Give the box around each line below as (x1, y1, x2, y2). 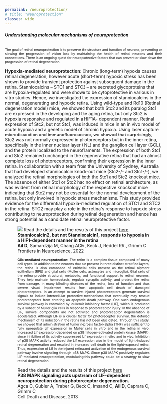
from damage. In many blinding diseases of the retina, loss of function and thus (17, 281, 150, 286)
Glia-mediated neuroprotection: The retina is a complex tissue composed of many (17, 257, 150, 262)
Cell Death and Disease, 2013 (17, 393, 78, 399)
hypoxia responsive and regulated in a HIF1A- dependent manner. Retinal (5, 116, 154, 122)
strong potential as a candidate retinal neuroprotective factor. (5, 216, 131, 222)
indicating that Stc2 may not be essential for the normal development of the (5, 190, 160, 196)
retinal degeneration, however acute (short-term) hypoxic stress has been (5, 73, 157, 79)
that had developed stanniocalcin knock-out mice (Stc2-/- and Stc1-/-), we (5, 168, 158, 174)
